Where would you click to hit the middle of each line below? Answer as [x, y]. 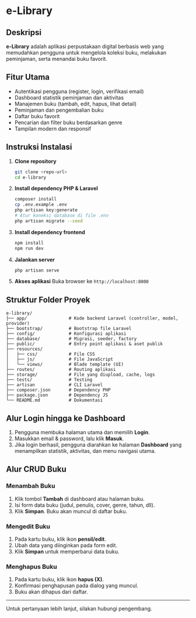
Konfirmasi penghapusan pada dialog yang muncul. [76, 586]
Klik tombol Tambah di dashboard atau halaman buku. [79, 499]
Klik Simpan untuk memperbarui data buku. [67, 551]
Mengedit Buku [28, 526]
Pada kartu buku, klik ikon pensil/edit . [60, 539]
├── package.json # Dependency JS [57, 395]
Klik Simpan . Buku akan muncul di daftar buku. [71, 511]
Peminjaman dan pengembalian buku [59, 110]
